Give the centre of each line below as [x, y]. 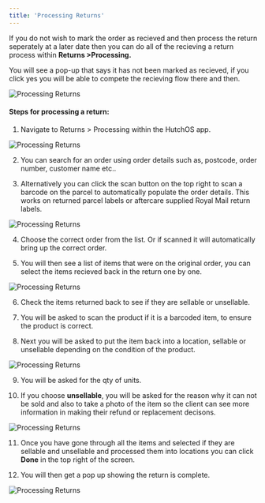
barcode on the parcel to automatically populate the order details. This [135, 192]
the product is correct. [57, 325]
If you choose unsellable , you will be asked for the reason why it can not [138, 395]
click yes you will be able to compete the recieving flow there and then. [125, 78]
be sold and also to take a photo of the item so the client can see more [135, 404]
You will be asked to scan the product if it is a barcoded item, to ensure [136, 317]
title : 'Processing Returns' [57, 15]
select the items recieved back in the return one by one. [111, 271]
